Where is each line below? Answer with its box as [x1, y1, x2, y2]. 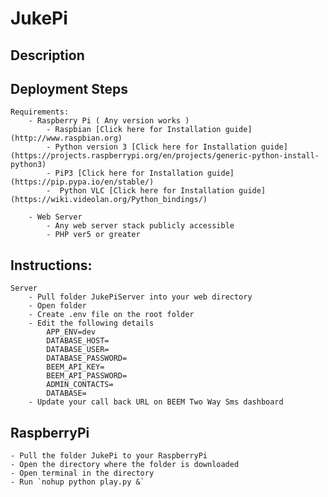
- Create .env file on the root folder [28, 310, 195, 320]
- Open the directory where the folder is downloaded [10, 460, 240, 470]
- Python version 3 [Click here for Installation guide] [46, 142, 288, 152]
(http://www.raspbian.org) [10, 133, 123, 144]
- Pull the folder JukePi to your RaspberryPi [10, 451, 208, 461]
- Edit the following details [28, 318, 155, 329]
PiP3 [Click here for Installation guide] [54, 168, 235, 179]
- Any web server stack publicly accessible [46, 221, 235, 231]
